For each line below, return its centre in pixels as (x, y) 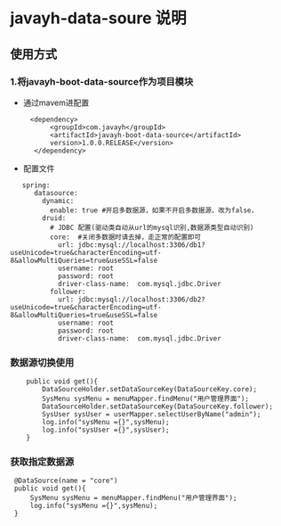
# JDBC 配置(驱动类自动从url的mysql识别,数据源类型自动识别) (152, 227)
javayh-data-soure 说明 (99, 18)
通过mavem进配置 (56, 103)
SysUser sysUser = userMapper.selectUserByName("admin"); (152, 415)
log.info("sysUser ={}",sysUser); (106, 430)
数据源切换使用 (42, 362)
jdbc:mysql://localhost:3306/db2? (141, 300)
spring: (36, 185)
